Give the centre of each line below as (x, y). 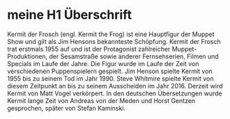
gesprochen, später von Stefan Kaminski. (67, 108)
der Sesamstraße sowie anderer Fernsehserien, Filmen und (134, 56)
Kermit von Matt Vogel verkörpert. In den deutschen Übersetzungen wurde (115, 93)
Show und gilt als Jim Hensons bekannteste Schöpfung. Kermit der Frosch (114, 41)
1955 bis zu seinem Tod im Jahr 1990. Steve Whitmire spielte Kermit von (110, 78)
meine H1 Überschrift (70, 15)
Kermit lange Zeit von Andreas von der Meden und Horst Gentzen (101, 100)
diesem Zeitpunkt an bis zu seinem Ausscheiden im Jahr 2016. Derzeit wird (115, 86)
